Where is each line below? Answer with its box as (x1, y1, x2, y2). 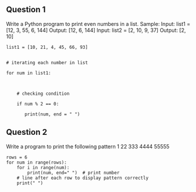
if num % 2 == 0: (16, 101, 59, 107)
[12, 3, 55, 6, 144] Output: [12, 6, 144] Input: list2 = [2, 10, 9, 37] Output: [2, (6, 27, 187, 34)
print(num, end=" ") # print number (27, 170, 119, 176)
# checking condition (16, 91, 69, 97)
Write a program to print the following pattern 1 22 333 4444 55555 (6, 143, 170, 150)
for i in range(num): (16, 164, 69, 170)
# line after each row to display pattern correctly (16, 175, 149, 181)
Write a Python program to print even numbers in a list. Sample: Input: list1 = (6, 20, 191, 27)
